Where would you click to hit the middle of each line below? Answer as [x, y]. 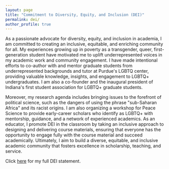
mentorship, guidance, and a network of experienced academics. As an [80, 119]
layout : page [19, 10]
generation [17, 55]
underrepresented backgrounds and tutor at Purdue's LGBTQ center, [77, 71]
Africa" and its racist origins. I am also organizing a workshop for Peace [81, 108]
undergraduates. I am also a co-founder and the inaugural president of [79, 82]
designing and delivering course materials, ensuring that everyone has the [83, 130]
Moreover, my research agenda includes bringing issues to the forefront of [83, 97]
